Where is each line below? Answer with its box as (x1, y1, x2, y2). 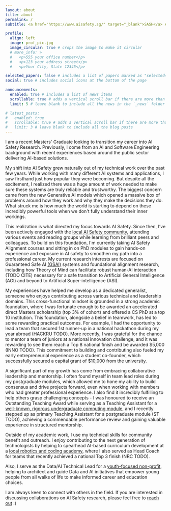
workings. (5, 213, 26, 220)
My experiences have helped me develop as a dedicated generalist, (5, 287, 147, 293)
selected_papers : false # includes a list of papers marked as (5, 73, 142, 78)
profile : (5, 31, 24, 36)
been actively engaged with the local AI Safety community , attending (5, 229, 150, 235)
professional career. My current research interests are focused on (5, 256, 144, 262)
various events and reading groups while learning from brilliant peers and (5, 234, 159, 240)
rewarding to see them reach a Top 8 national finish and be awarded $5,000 (5, 342, 165, 347)
